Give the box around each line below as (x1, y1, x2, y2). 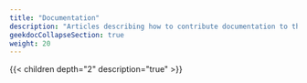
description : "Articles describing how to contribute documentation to (9, 22, 288, 31)
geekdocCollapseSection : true (9, 30, 125, 39)
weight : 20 (9, 38, 51, 48)
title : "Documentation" (9, 13, 101, 23)
